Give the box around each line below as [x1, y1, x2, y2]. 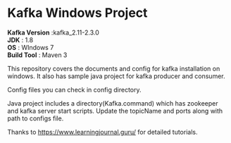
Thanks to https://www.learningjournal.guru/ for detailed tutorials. [7, 128, 198, 136]
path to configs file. [7, 114, 64, 123]
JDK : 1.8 [7, 35, 34, 44]
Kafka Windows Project [7, 5, 148, 21]
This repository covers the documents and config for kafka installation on [7, 64, 220, 73]
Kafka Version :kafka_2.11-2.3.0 [7, 28, 100, 37]
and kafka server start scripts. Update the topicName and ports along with [7, 106, 223, 115]
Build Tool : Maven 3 [7, 51, 68, 59]
